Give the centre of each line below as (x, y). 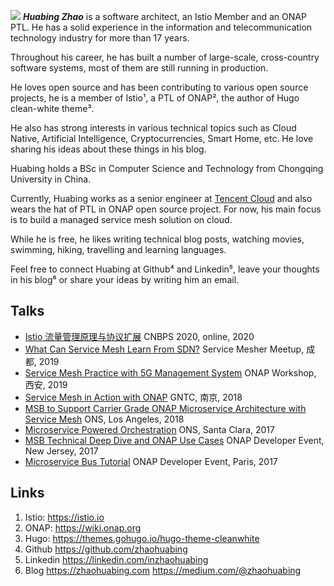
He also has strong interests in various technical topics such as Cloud (153, 128)
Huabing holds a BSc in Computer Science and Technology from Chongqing (167, 168)
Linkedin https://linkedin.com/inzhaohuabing (116, 559)
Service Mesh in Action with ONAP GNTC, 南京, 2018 (133, 397)
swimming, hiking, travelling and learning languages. (118, 249)
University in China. (51, 179)
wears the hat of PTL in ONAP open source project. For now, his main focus (166, 209)
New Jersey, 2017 (61, 451)
